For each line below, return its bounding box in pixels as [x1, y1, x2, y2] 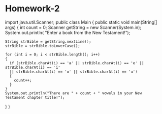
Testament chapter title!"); [5, 95, 65, 100]
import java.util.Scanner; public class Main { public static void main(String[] [5, 19, 158, 25]
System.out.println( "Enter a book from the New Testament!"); [5, 29, 130, 35]
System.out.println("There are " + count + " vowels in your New [5, 90, 142, 96]
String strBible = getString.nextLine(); [5, 39, 92, 44]
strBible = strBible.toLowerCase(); [5, 43, 80, 48]
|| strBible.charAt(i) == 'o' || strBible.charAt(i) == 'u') [9, 69, 138, 74]
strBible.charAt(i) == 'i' [5, 65, 61, 70]
